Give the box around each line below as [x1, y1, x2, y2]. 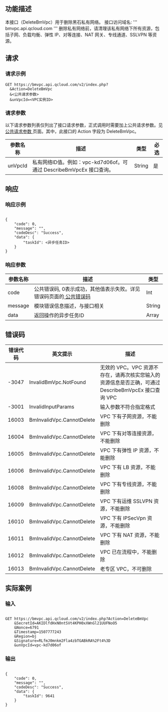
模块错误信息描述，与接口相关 [34, 302, 104, 309]
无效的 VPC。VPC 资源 [99, 364, 153, 371]
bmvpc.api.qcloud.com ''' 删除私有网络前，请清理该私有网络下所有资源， [5, 25, 155, 31]
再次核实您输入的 [119, 371, 160, 378]
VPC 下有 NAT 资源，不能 [99, 531, 160, 538]
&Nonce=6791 [14, 625, 39, 630]
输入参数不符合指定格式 [99, 403, 155, 410]
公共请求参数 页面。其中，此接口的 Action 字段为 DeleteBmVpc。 [5, 128, 139, 134]
